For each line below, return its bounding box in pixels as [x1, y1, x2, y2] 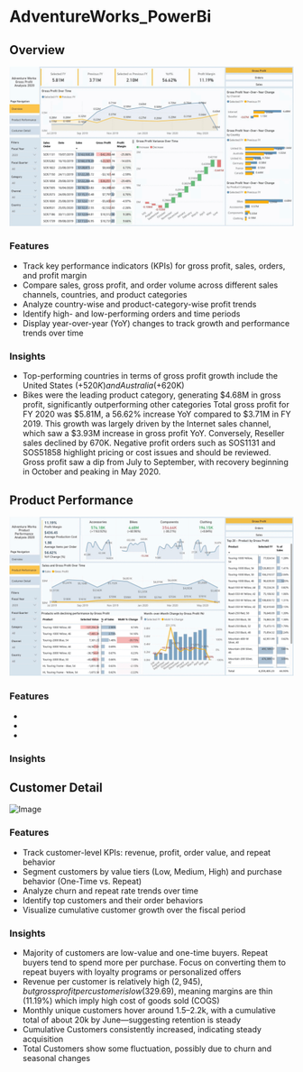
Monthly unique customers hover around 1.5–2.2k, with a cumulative [22, 1005, 277, 1016]
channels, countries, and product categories [22, 289, 188, 299]
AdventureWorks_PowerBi [9, 6, 212, 27]
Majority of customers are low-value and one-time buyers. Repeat [22, 948, 269, 958]
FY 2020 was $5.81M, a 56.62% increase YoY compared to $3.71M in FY [22, 408, 291, 420]
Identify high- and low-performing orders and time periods [22, 308, 241, 319]
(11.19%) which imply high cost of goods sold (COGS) [22, 995, 220, 1006]
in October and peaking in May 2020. [22, 466, 161, 477]
